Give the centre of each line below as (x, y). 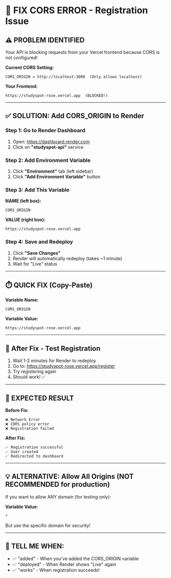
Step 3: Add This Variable (37, 189)
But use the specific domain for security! (48, 525)
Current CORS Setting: (30, 67)
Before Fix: (17, 410)
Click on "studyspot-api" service (48, 147)
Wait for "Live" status (35, 264)
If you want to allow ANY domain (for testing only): (58, 497)
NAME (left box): (23, 201)
